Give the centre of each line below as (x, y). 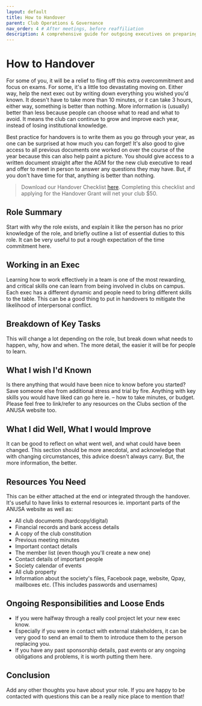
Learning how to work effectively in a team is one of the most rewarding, (96, 279)
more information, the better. (42, 463)
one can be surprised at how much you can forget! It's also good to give (96, 144)
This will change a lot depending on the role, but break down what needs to (100, 338)
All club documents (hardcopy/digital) (61, 521)
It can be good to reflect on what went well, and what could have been (93, 444)
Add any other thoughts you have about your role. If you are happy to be (96, 690)
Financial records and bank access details (67, 527)
